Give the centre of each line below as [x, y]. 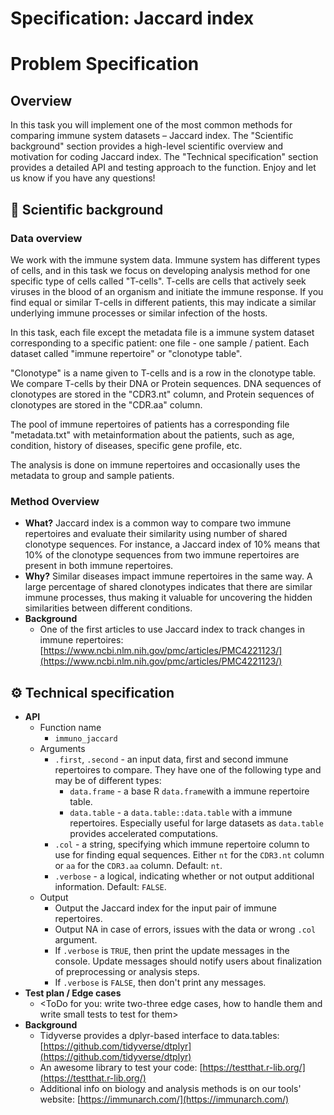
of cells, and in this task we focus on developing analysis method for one [160, 270]
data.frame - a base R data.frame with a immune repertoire [189, 791]
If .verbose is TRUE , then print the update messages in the [172, 950]
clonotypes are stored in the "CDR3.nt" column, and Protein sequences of [162, 394]
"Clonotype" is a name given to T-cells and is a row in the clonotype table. [163, 373]
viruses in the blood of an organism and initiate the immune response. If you [167, 291]
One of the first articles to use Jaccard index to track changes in [172, 629]
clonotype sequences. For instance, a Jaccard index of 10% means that [172, 544]
